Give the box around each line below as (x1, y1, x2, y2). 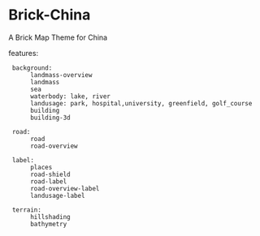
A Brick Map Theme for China (8, 32, 108, 42)
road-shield (29, 170, 71, 178)
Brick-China (8, 6, 91, 24)
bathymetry (29, 220, 67, 228)
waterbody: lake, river (29, 92, 111, 101)
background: (11, 63, 53, 72)
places (29, 163, 53, 171)
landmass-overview (29, 71, 93, 79)
